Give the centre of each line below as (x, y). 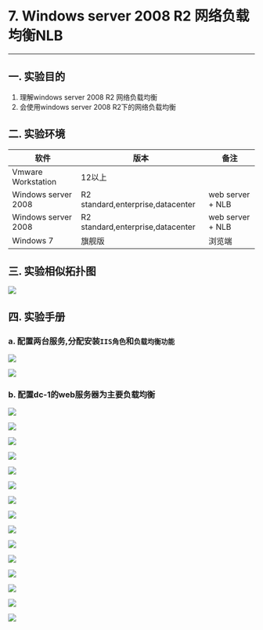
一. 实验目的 (37, 76)
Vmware (27, 172)
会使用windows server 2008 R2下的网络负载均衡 (97, 107)
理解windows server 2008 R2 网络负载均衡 (88, 97)
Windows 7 (33, 240)
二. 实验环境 (37, 134)
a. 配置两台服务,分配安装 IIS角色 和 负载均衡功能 (92, 340)
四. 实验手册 (37, 317)
